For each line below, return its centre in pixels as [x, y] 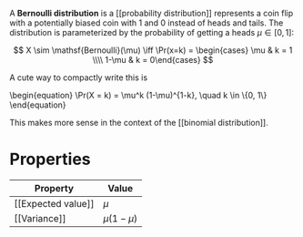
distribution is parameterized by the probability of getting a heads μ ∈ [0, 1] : [151, 32]
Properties [50, 160]
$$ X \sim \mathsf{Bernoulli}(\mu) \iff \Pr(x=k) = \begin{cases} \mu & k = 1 [153, 50]
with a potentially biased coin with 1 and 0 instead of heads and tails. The [146, 23]
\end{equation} [38, 105]
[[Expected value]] [54, 203]
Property [55, 188]
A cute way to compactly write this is [79, 77]
